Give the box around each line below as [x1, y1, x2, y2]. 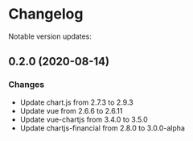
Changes [8, 79, 45, 90]
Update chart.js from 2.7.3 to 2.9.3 [19, 97, 134, 107]
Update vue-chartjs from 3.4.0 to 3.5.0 [19, 114, 149, 124]
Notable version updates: [8, 31, 92, 41]
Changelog [8, 5, 84, 23]
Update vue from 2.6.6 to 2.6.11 [19, 106, 123, 115]
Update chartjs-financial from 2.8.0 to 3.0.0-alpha [19, 122, 185, 133]
